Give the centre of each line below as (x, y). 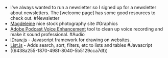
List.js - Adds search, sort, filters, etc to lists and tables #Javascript (81, 45)
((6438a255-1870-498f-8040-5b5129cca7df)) (59, 51)
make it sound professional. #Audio (47, 34)
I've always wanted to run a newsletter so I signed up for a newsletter (83, 7)
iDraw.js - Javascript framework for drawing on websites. (70, 40)
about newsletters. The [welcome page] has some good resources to (83, 13)
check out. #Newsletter (35, 18)
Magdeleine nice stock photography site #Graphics (64, 23)
